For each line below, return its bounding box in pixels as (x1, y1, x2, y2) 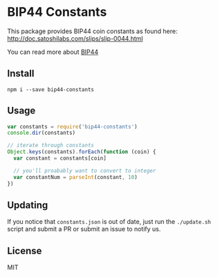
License (7, 245, 42, 256)
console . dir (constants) (7, 129, 76, 137)
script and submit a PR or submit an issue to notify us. (7, 225, 161, 233)
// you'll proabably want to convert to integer (13, 167, 156, 174)
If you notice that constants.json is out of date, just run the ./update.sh (7, 218, 211, 226)
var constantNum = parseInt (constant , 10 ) (13, 173, 138, 180)
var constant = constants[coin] (13, 155, 107, 162)
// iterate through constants (7, 142, 95, 149)
